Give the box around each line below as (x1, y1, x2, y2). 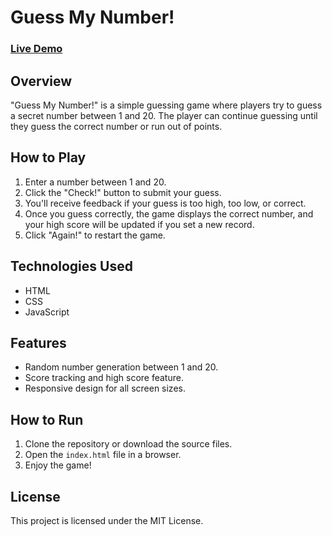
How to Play (10, 149, 87, 166)
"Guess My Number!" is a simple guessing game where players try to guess (10, 99, 323, 111)
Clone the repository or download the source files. (24, 438, 233, 450)
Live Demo (10, 42, 63, 56)
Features (10, 334, 67, 351)
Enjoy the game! (24, 459, 92, 471)
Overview (10, 72, 73, 90)
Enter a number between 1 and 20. (24, 176, 167, 188)
